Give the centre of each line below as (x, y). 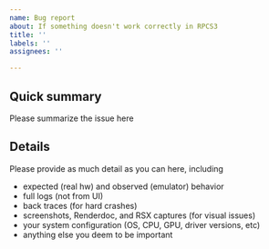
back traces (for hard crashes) (80, 205)
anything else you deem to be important (98, 234)
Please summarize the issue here (72, 118)
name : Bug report (42, 18)
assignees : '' (36, 52)
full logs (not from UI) (63, 195)
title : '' (28, 35)
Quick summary (56, 96)
